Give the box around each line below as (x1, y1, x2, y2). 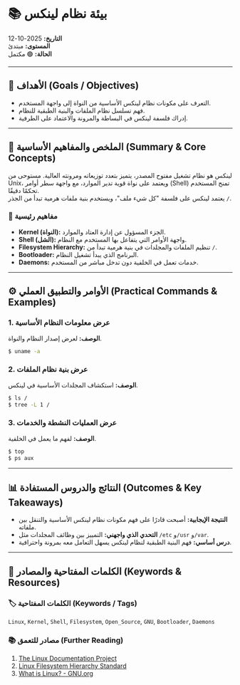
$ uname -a (8, 347, 41, 355)
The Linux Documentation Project (18, 654, 117, 663)
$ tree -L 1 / (8, 401, 51, 408)
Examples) (8, 296, 56, 308)
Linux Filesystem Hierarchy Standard (18, 662, 127, 670)
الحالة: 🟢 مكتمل (8, 49, 52, 58)
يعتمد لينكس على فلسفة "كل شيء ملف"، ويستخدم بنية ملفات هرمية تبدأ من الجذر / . (8, 194, 232, 202)
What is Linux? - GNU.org (18, 669, 93, 678)
